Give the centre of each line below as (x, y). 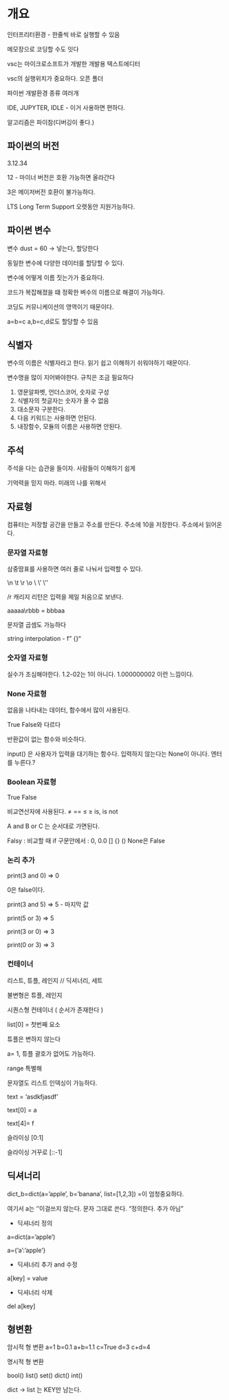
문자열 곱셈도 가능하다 (37, 625)
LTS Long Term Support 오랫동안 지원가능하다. (71, 206)
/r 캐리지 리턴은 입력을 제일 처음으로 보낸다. (65, 597)
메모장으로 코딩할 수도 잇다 (43, 49)
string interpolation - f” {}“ (44, 639)
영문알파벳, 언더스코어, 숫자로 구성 (63, 392)
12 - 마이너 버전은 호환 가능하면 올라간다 (61, 177)
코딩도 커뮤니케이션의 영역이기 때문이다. (61, 306)
